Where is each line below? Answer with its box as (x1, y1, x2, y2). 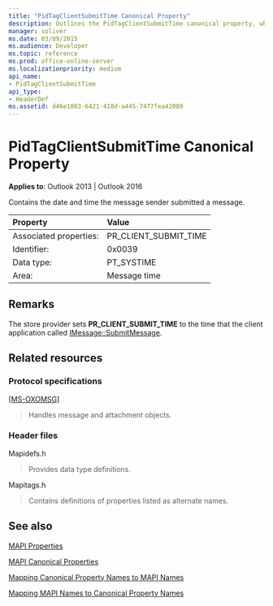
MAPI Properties (8, 541, 63, 551)
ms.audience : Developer (8, 42, 89, 50)
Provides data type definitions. (28, 464, 132, 474)
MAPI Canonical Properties (8, 556, 99, 566)
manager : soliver (8, 27, 67, 35)
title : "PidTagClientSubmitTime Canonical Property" (8, 11, 191, 20)
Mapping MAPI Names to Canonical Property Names (8, 588, 184, 598)
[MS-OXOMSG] (8, 394, 60, 404)
